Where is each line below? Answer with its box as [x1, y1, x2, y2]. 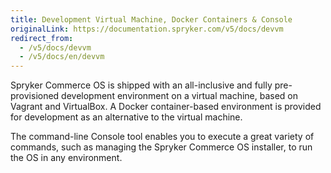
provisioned [10, 90, 60, 102]
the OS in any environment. [10, 152, 123, 164]
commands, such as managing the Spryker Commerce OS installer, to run [10, 141, 313, 153]
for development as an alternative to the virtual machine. [10, 111, 243, 123]
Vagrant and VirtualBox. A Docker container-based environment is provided [10, 101, 322, 113]
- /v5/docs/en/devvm [19, 52, 105, 62]
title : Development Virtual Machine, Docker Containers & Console [10, 14, 293, 25]
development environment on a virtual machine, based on [61, 90, 298, 102]
